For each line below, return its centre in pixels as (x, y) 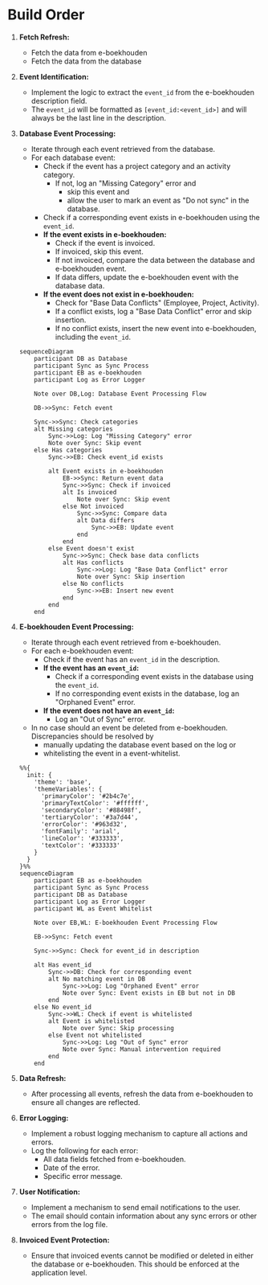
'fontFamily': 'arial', (81, 831)
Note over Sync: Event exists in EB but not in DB (149, 993)
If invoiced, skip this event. (99, 252)
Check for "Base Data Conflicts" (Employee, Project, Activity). (157, 302)
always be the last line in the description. (98, 117)
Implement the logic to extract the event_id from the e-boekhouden (142, 92)
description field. (59, 100)
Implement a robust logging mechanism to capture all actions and (139, 1133)
